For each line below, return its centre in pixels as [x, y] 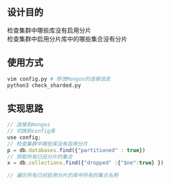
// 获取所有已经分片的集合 [40, 157]
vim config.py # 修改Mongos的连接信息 [59, 79]
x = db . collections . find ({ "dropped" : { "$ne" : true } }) [86, 163]
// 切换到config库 [31, 131]
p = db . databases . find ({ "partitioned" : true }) [76, 150]
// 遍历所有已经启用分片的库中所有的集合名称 [63, 175]
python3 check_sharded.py [44, 85]
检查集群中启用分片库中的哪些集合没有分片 [67, 39]
